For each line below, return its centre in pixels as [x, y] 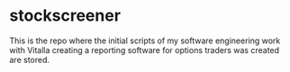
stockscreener [65, 16]
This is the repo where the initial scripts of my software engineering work [145, 40]
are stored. [30, 59]
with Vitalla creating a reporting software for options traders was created [145, 49]
